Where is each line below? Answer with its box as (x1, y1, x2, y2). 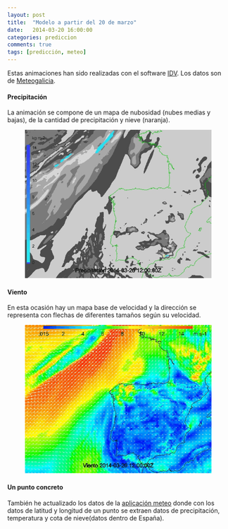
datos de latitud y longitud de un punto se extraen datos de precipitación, (7, 506, 220, 515)
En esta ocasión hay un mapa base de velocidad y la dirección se (7, 304, 197, 312)
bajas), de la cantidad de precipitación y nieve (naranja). (7, 116, 170, 124)
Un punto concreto (7, 483, 63, 491)
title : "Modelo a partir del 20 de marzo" (7, 18, 137, 26)
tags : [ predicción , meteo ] (7, 49, 87, 56)
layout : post (7, 11, 46, 18)
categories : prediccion (7, 34, 77, 41)
